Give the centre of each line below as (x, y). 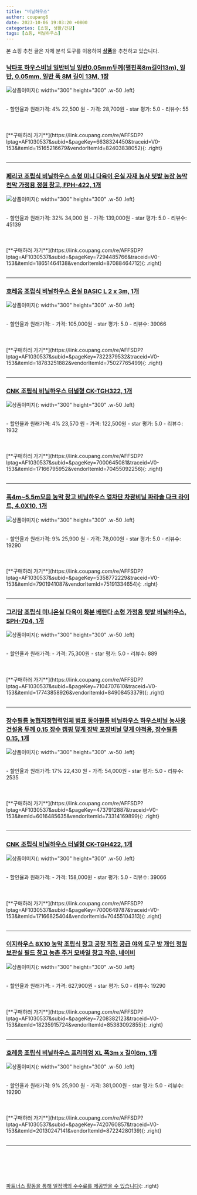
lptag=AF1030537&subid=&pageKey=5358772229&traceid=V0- (83, 577)
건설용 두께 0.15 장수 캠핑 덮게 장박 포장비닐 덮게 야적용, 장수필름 (92, 729)
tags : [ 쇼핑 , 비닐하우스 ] (33, 34)
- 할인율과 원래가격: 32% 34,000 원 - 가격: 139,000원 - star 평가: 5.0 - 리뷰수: (96, 218)
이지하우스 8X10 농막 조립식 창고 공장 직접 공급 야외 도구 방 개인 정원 (97, 944)
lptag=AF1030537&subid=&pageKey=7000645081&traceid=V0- (83, 463)
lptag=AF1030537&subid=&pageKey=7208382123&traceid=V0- (83, 1018)
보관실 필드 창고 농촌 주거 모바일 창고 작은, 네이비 (71, 953)
